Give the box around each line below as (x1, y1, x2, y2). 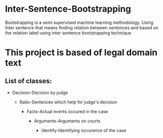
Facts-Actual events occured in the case (26, 108, 108, 114)
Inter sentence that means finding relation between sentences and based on (5, 24, 159, 30)
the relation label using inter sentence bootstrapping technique (5, 30, 132, 36)
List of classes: (5, 77, 52, 85)
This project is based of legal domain (5, 47, 158, 58)
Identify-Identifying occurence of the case (41, 127, 126, 133)
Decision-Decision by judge (12, 89, 68, 96)
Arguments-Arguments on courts (34, 118, 101, 124)
